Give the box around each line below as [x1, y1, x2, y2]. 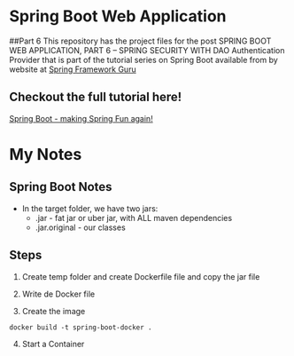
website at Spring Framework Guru [9, 64, 136, 75]
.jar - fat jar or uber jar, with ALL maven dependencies [35, 212, 233, 223]
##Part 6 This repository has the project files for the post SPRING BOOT [9, 36, 272, 46]
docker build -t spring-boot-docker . [9, 322, 152, 332]
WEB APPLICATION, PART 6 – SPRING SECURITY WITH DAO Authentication [9, 44, 285, 55]
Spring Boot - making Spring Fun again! [9, 113, 153, 123]
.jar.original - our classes [35, 222, 126, 233]
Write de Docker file [21, 289, 96, 299]
